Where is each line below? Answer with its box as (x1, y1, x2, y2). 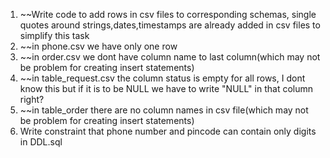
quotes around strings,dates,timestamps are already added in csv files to (19, 19, 321, 31)
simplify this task (19, 30, 90, 41)
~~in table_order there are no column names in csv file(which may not (19, 104, 309, 116)
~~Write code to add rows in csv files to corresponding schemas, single (19, 9, 317, 20)
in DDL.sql (19, 136, 63, 148)
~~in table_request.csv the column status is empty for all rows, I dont (19, 72, 306, 84)
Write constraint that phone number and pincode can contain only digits (19, 125, 317, 137)
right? (19, 94, 45, 105)
